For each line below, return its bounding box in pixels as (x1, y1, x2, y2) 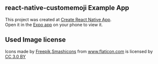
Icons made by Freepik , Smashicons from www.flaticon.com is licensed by (5, 48, 153, 54)
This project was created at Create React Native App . (5, 16, 112, 22)
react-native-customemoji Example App (5, 4, 130, 12)
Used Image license (5, 36, 66, 44)
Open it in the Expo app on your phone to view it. (5, 22, 103, 27)
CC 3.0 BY (5, 53, 26, 59)
